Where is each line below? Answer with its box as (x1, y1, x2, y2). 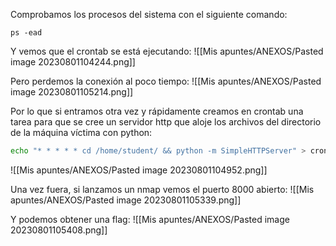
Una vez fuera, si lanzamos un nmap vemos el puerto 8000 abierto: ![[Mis (10, 183, 315, 195)
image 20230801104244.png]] (10, 56, 136, 68)
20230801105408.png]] (10, 224, 108, 236)
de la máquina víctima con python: (10, 127, 153, 138)
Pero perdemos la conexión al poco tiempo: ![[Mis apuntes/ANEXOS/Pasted (10, 75, 322, 87)
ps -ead (10, 28, 43, 38)
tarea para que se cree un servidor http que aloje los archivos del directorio (10, 116, 322, 128)
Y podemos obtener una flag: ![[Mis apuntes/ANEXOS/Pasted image (10, 213, 290, 225)
